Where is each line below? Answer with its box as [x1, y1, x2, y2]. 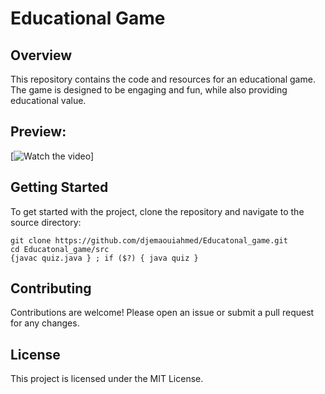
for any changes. [10, 317, 80, 329]
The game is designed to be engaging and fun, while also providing [10, 84, 288, 96]
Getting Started [10, 179, 109, 196]
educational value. [10, 95, 87, 106]
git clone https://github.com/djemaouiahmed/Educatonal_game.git [10, 235, 288, 246]
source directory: [10, 216, 82, 228]
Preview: [10, 123, 67, 141]
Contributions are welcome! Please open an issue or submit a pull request [10, 307, 315, 319]
